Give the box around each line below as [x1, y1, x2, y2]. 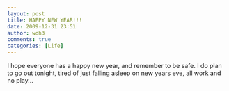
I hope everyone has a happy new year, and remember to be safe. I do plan [7, 62, 223, 69]
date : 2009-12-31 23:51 [7, 23, 77, 30]
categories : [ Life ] [7, 42, 64, 49]
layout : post [7, 10, 45, 17]
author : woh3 [7, 29, 45, 37]
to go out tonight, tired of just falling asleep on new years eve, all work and [7, 69, 221, 77]
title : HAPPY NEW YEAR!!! [7, 17, 82, 24]
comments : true [7, 36, 52, 43]
